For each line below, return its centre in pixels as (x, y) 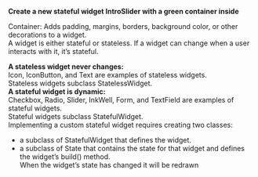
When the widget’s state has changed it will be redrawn (109, 165)
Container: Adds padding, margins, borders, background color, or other (123, 26)
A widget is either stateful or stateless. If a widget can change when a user (129, 43)
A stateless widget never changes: (66, 67)
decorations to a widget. (47, 35)
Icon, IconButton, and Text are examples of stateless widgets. (108, 75)
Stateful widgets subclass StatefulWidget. (76, 116)
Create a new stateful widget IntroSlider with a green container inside (124, 11)
